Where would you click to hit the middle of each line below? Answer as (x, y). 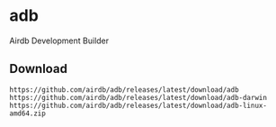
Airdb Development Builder (59, 41)
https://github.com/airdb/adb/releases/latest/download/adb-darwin (138, 97)
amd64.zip (28, 113)
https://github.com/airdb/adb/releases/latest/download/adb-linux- (138, 105)
